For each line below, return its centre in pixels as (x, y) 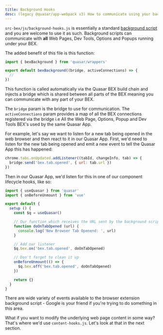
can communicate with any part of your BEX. (50, 99)
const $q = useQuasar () (38, 213)
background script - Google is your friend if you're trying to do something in (81, 303)
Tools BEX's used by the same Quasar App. (49, 124)
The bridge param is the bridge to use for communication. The (67, 109)
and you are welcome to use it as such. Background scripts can (68, 33)
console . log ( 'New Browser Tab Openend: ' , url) (67, 231)
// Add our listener (34, 244)
